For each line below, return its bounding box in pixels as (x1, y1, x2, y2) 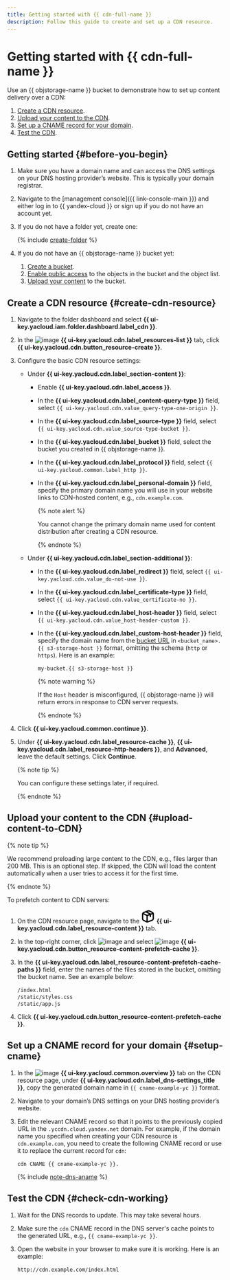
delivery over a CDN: (7, 93, 67, 102)
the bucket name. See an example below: (16, 972, 134, 980)
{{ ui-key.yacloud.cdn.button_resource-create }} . (16, 344, 163, 352)
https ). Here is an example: (37, 651, 115, 660)
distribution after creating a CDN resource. (37, 528, 158, 536)
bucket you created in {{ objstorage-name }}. (37, 445, 165, 453)
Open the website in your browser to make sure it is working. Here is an (16, 1244, 220, 1253)
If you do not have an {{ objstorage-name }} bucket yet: (16, 249, 175, 258)
